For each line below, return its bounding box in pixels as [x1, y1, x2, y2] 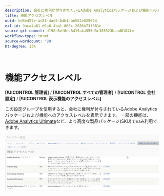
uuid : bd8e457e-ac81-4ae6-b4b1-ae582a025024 [5, 18, 97, 23]
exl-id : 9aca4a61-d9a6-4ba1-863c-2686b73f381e [5, 23, 102, 28]
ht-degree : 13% [5, 44, 36, 49]
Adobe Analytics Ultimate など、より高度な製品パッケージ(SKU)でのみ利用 [5, 118, 153, 124]
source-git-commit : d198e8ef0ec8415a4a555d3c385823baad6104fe [5, 28, 134, 34]
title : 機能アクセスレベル [5, 13, 53, 18]
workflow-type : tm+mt [5, 34, 49, 39]
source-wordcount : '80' [5, 39, 54, 44]
